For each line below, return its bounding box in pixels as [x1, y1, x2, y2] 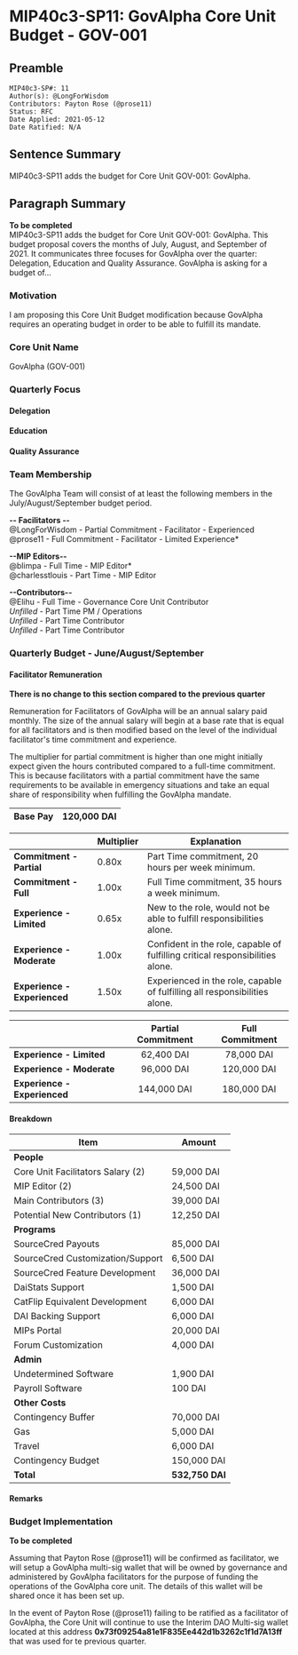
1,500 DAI [171, 1281, 215, 1293]
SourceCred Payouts [13, 1237, 100, 1250]
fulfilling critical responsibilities [147, 949, 277, 961]
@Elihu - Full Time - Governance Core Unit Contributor [9, 597, 209, 608]
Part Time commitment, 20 [147, 850, 259, 863]
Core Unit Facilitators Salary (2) [13, 1166, 145, 1178]
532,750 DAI [171, 1468, 226, 1481]
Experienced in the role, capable [147, 975, 282, 987]
